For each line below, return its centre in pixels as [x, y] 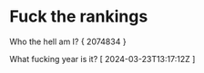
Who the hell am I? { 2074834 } [68, 41]
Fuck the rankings [79, 17]
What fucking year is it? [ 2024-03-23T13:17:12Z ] [102, 59]
